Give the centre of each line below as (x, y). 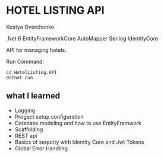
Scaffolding (29, 129)
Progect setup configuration (49, 116)
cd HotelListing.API (32, 72)
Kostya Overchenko (30, 27)
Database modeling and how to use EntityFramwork (78, 123)
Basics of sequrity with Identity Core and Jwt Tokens (79, 142)
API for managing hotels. (36, 50)
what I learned (33, 96)
